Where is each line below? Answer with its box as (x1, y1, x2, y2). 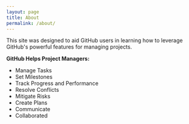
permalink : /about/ (6, 20, 56, 26)
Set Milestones (15, 74, 53, 81)
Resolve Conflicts (15, 86, 60, 94)
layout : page (6, 9, 40, 15)
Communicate (15, 106, 50, 113)
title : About (6, 15, 40, 21)
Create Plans (15, 99, 47, 106)
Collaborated (15, 112, 48, 119)
